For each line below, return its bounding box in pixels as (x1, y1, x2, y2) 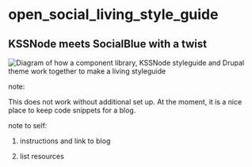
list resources (19, 152, 65, 161)
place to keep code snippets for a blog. (8, 105, 136, 115)
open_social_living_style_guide (8, 6, 219, 24)
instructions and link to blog (19, 136, 111, 146)
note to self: (8, 121, 48, 130)
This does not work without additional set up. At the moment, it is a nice (8, 97, 242, 106)
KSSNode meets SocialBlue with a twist (8, 37, 208, 51)
